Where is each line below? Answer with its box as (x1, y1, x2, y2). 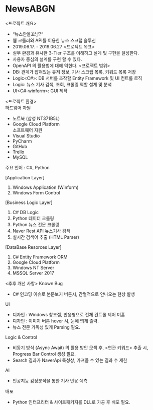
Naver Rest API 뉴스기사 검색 (12, 228, 71, 234)
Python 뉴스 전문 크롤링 (12, 221, 60, 227)
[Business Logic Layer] (5, 199, 53, 206)
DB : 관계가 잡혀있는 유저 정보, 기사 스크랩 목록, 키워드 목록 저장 (12, 69, 136, 75)
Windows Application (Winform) (12, 184, 79, 190)
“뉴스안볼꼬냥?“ (12, 31, 44, 37)
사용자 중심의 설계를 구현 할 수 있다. (12, 56, 82, 62)
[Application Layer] (5, 174, 45, 180)
